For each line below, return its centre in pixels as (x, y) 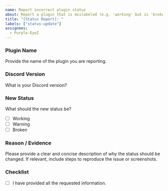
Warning (21, 124)
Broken (20, 130)
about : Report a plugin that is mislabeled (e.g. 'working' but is (77, 14)
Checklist (17, 172)
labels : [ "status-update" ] (33, 24)
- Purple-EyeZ (24, 33)
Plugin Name (21, 50)
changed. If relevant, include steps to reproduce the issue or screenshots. (81, 159)
